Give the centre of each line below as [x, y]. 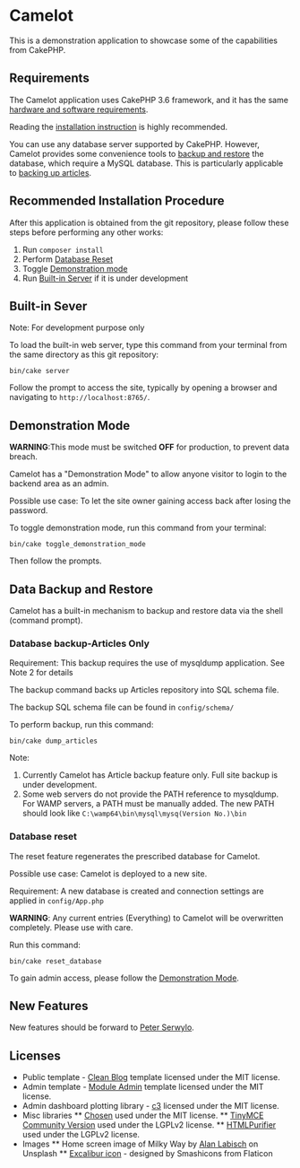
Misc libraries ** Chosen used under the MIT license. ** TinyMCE [143, 1116]
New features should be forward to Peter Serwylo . [102, 1027]
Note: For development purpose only [77, 327]
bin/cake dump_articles [54, 741]
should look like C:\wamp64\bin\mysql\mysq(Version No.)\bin [134, 814]
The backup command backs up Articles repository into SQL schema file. [144, 690]
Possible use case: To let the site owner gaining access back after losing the [150, 501]
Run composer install [63, 249]
